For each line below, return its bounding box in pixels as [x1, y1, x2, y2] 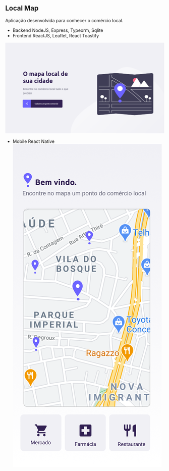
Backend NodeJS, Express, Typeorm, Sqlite [12, 27, 103, 33]
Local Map [5, 4, 39, 13]
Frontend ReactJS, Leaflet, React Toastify [12, 32, 99, 38]
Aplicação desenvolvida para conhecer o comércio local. [5, 17, 124, 23]
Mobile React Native [12, 138, 54, 144]
